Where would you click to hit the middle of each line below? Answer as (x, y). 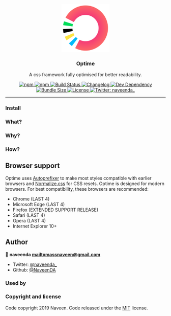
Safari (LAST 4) (29, 215)
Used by (16, 283)
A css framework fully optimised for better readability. (85, 75)
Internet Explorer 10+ (35, 226)
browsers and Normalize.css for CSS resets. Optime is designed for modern (85, 184)
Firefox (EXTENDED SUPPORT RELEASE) (55, 210)
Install (13, 108)
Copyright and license (33, 297)
